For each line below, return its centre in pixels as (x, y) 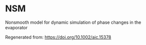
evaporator (16, 27)
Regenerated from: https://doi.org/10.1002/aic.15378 (58, 37)
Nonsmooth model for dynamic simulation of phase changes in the (73, 22)
